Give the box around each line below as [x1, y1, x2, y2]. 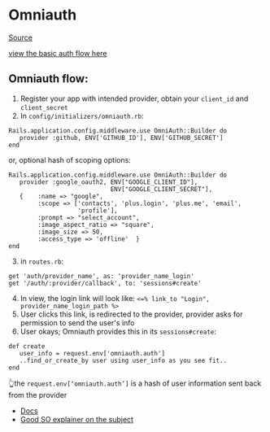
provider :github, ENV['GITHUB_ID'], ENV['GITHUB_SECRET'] [19, 133, 224, 142]
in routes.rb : [20, 256, 63, 266]
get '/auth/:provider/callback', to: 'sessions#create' [8, 279, 202, 287]
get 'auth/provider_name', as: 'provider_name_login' [8, 272, 195, 280]
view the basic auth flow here [8, 48, 107, 58]
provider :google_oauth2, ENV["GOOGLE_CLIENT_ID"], [19, 177, 198, 186]
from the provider [8, 390, 67, 399]
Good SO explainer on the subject [20, 414, 134, 424]
